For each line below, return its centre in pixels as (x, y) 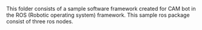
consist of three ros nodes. (40, 21)
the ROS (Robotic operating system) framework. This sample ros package (98, 15)
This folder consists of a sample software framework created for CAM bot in (101, 9)
